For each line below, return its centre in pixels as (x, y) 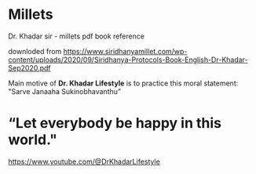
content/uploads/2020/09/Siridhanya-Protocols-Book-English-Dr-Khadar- (128, 60)
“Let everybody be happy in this (115, 123)
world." (33, 140)
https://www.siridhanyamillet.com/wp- (125, 51)
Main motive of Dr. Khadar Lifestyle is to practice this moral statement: (123, 83)
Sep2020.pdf (29, 67)
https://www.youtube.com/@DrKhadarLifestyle (84, 161)
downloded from (35, 51)
